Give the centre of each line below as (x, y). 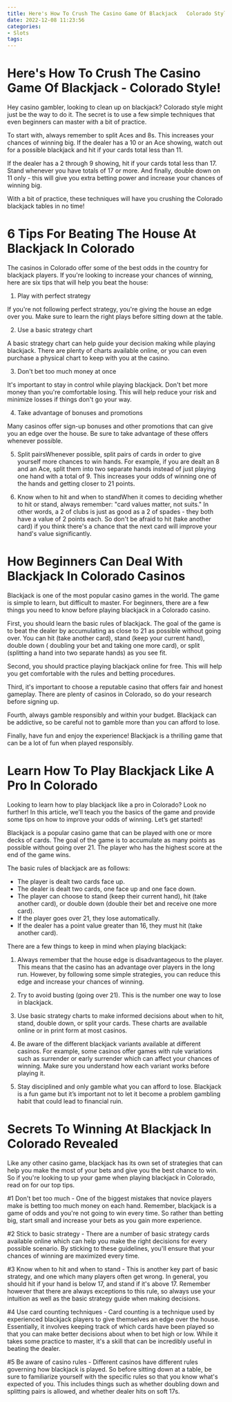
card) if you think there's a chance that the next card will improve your (117, 526)
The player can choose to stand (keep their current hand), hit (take (112, 896)
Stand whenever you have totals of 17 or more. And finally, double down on (114, 171)
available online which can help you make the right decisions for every (107, 1241)
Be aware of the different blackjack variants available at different (109, 1044)
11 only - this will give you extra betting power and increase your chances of (115, 178)
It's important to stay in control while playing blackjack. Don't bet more (108, 385)
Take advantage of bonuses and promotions (80, 413)
